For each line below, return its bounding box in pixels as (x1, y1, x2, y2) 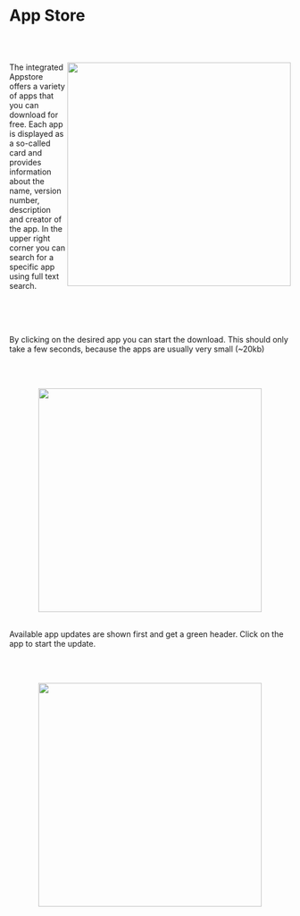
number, (9, 194, 40, 206)
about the (9, 175, 45, 186)
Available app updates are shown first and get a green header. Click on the (9, 628, 284, 640)
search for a (9, 251, 54, 262)
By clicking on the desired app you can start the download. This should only (9, 334, 288, 344)
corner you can (9, 242, 65, 253)
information (9, 166, 52, 177)
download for (9, 109, 59, 120)
